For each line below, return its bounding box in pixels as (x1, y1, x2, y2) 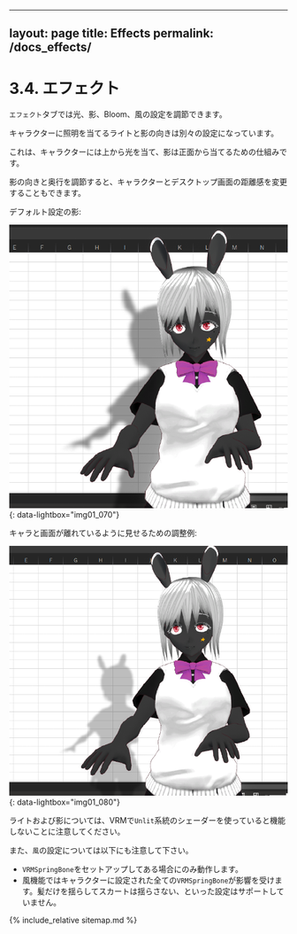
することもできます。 (9, 188, 87, 198)
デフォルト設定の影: (9, 206, 82, 217)
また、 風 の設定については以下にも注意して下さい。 (9, 844, 194, 855)
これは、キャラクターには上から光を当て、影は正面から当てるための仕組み (9, 147, 280, 158)
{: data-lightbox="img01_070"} (9, 509, 120, 519)
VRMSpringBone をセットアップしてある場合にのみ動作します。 (21, 863, 243, 874)
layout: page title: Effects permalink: (9, 26, 214, 41)
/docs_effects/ (9, 40, 92, 55)
